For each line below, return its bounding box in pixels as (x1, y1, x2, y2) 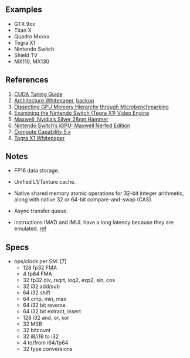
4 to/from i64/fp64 (22, 339, 69, 346)
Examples (5, 5, 42, 15)
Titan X (13, 26, 32, 34)
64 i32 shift (22, 289, 51, 296)
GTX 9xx (13, 20, 36, 27)
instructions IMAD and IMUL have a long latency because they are (13, 219, 174, 226)
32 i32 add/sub (22, 283, 60, 290)
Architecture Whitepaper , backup (13, 97, 94, 104)
